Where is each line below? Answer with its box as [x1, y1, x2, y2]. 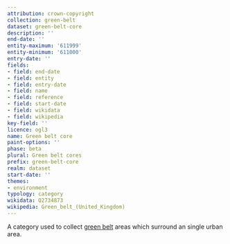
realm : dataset [7, 164, 51, 172]
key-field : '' [7, 119, 48, 127]
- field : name [7, 87, 48, 94]
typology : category [7, 191, 64, 198]
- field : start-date [7, 101, 67, 107]
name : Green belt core [7, 132, 73, 139]
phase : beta [7, 146, 42, 152]
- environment [7, 184, 48, 191]
